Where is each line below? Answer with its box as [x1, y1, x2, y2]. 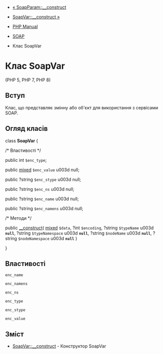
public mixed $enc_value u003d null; [5, 167, 80, 173]
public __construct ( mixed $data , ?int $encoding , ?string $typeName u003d [5, 225, 154, 231]
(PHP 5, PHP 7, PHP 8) [5, 77, 51, 83]
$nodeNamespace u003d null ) [18, 235, 77, 241]
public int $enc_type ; [5, 157, 47, 163]
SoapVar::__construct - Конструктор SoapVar [12, 343, 106, 349]
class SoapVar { [5, 137, 38, 144]
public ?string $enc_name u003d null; [5, 196, 79, 202]
